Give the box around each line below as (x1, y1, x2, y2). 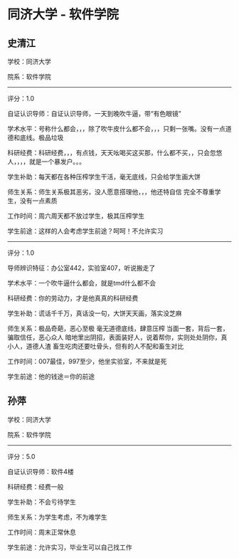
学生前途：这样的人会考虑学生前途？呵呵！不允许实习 (7, 227, 164, 235)
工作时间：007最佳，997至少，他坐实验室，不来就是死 (7, 357, 167, 365)
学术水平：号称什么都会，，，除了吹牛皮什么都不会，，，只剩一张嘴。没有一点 (7, 125, 225, 132)
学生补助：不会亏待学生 (7, 498, 76, 506)
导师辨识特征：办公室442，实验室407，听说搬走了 (7, 264, 156, 272)
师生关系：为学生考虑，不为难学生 (7, 512, 107, 521)
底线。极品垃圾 (19, 133, 64, 142)
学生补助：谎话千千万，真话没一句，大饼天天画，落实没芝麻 (7, 309, 182, 317)
